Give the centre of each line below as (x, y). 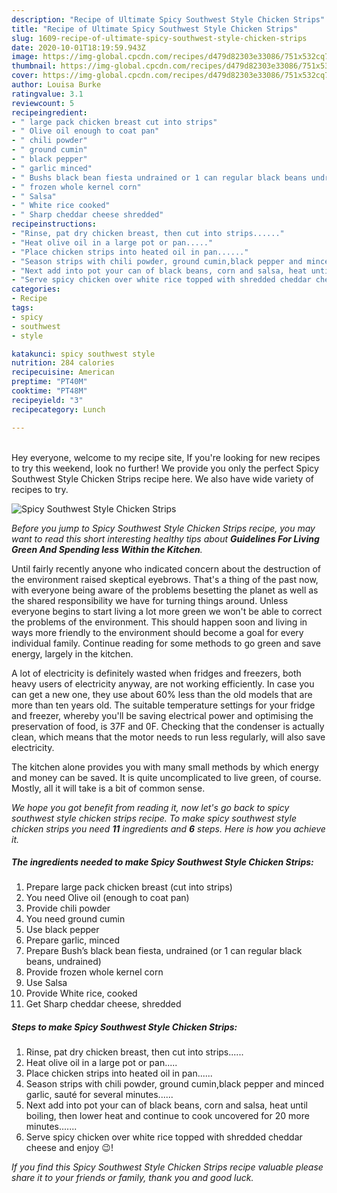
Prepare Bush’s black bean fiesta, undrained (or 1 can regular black (164, 951)
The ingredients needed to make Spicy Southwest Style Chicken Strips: (162, 862)
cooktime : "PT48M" (49, 391)
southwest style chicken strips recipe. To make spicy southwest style (154, 818)
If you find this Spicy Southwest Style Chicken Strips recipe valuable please (167, 1167)
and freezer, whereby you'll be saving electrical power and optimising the (162, 715)
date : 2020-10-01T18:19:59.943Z (78, 47)
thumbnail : (34, 66)
